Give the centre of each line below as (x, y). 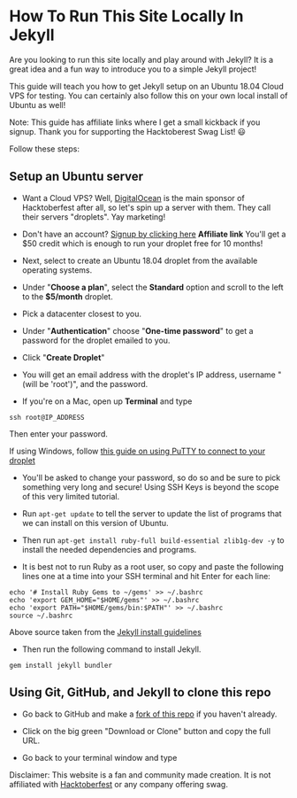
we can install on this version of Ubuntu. (95, 523)
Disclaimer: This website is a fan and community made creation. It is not (140, 775)
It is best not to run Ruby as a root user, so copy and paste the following (153, 566)
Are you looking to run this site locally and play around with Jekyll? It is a (141, 59)
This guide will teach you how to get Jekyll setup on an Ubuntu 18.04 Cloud (147, 86)
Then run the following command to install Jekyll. (111, 649)
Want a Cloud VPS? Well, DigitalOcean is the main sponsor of (133, 198)
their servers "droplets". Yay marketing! (94, 217)
